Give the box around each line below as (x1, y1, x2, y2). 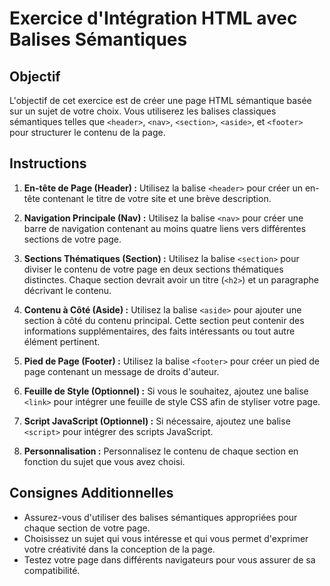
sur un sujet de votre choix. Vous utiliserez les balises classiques (9, 105, 277, 117)
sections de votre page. (23, 233, 122, 245)
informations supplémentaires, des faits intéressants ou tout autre (23, 325, 296, 337)
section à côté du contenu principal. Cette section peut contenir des (23, 314, 305, 326)
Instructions (9, 155, 87, 172)
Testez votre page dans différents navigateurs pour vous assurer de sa (23, 553, 316, 566)
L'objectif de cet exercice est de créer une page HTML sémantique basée (9, 95, 312, 106)
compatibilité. (23, 564, 81, 576)
